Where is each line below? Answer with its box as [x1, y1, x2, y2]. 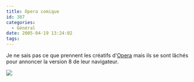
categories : [6, 19, 35, 25]
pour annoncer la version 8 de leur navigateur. [6, 58, 119, 65]
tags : [6, 36, 20, 42]
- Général [11, 25, 35, 31]
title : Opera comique [6, 8, 60, 15]
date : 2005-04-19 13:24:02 [6, 30, 73, 36]
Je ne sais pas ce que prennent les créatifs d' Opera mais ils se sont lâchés [6, 52, 189, 59]
